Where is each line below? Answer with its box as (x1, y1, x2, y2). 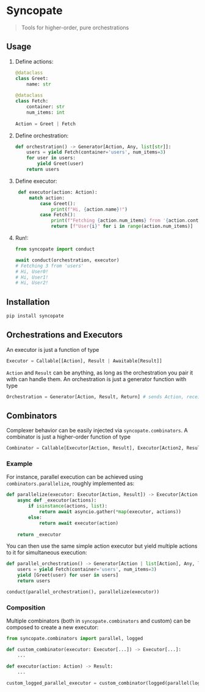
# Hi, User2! (15, 280, 49, 286)
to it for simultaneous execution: (6, 549, 87, 556)
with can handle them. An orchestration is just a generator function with (6, 375, 187, 382)
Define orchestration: (15, 132, 69, 139)
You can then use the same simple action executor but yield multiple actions (6, 542, 198, 550)
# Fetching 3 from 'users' (15, 263, 84, 269)
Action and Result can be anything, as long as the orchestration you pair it (6, 369, 193, 376)
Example (6, 459, 33, 468)
